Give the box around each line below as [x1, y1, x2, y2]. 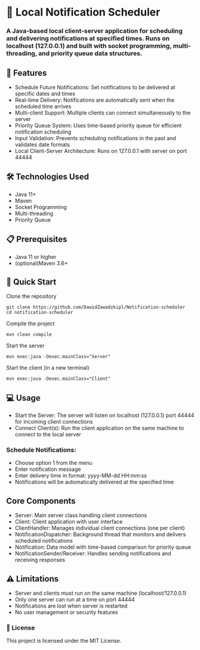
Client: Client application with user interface [14, 518, 123, 525]
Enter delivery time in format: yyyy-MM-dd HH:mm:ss [14, 472, 147, 479]
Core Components [6, 495, 76, 506]
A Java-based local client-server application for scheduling [6, 27, 183, 35]
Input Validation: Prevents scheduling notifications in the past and [14, 134, 176, 141]
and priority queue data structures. [38, 49, 143, 58]
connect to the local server [14, 431, 82, 438]
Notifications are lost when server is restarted [14, 602, 128, 610]
